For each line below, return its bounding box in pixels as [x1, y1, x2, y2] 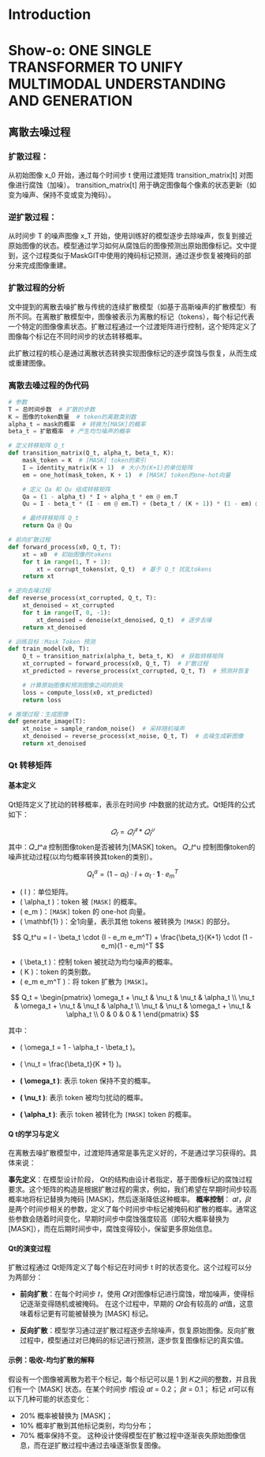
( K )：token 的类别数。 [19, 967, 95, 976]
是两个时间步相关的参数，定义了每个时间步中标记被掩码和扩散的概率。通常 [8, 1204, 250, 1214]
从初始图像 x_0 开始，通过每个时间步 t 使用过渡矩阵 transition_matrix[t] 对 [8, 170, 247, 180]
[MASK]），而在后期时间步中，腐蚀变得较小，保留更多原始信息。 [8, 1224, 217, 1234]
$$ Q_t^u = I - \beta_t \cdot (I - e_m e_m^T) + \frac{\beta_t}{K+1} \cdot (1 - [12, 932, 253, 942]
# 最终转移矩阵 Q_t [22, 515, 79, 522]
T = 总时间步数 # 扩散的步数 [8, 405, 96, 414]
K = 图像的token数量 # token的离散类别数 [8, 413, 136, 421]
